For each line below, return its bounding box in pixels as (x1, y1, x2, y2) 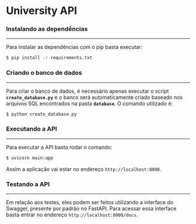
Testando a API (6, 180, 50, 188)
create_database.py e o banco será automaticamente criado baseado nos (6, 93, 183, 100)
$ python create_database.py (6, 111, 77, 117)
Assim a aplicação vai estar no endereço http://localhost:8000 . (6, 165, 162, 173)
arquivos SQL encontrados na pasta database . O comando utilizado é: (6, 100, 173, 107)
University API (6, 4, 78, 17)
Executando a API (6, 125, 57, 133)
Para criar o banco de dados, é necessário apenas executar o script (6, 87, 169, 94)
